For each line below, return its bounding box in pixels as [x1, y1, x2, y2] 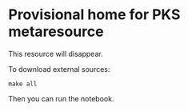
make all [8, 80, 38, 88]
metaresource [8, 22, 104, 41]
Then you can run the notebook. [8, 93, 114, 103]
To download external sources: [8, 64, 110, 73]
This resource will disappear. [8, 49, 103, 58]
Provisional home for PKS [8, 6, 181, 24]
